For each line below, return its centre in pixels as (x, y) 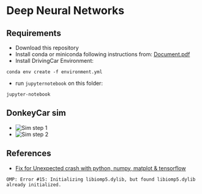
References (29, 153)
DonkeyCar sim (36, 113)
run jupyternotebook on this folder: (59, 83)
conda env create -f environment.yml (54, 72)
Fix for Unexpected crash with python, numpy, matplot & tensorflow (100, 168)
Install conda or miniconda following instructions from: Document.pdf (103, 54)
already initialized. (34, 185)
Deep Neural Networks (65, 11)
